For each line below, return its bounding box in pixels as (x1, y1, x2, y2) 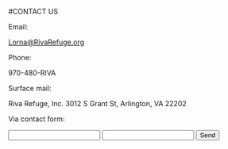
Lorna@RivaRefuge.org (8, 37, 85, 47)
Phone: (8, 53, 32, 62)
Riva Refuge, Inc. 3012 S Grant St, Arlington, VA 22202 (8, 99, 187, 108)
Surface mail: (8, 83, 52, 93)
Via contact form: (8, 114, 65, 124)
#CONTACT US (8, 7, 58, 16)
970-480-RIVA (8, 68, 56, 78)
